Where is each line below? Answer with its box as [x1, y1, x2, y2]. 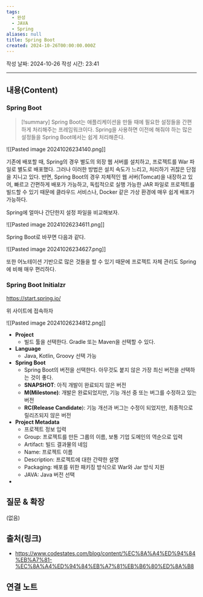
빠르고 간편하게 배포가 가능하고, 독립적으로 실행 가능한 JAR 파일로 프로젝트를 [14, 180, 195, 188]
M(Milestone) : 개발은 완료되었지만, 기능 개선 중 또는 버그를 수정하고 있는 [24, 389, 197, 396]
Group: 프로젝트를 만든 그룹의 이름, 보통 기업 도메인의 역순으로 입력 [24, 433, 183, 440]
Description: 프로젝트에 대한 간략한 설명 [24, 455, 119, 463]
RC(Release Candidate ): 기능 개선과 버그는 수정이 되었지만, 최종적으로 [24, 404, 193, 411]
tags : [6, 8, 20, 15]
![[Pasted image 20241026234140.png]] [6, 145, 106, 153]
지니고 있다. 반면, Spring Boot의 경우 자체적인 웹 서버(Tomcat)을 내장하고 [12, 173, 187, 180]
